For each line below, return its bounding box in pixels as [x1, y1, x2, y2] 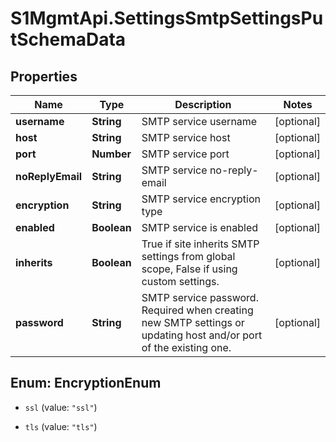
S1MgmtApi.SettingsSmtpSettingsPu [10, 7, 324, 30]
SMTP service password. [141, 291, 259, 304]
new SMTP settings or [141, 316, 245, 329]
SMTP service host [141, 131, 231, 144]
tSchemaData [10, 28, 127, 51]
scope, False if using [141, 262, 238, 276]
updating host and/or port [141, 328, 263, 342]
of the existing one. [141, 341, 232, 354]
